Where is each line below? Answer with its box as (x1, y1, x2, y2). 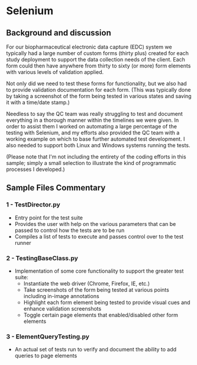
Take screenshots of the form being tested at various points (23, 286, 170, 293)
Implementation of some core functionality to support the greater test (14, 267, 184, 274)
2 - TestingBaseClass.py (6, 254, 79, 262)
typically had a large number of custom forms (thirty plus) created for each (6, 50, 189, 57)
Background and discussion (6, 28, 111, 38)
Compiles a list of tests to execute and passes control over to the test (14, 232, 184, 240)
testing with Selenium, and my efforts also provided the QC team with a (6, 129, 180, 136)
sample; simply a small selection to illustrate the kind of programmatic (6, 160, 176, 166)
